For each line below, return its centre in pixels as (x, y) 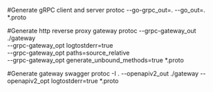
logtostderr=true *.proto (85, 81)
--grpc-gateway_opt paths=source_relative (68, 53)
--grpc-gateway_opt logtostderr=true (60, 45)
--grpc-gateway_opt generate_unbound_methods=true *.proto (96, 60)
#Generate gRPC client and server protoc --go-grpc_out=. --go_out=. (106, 10)
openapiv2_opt (28, 81)
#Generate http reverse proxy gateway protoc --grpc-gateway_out (102, 31)
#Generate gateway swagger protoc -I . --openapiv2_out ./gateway (103, 73)
